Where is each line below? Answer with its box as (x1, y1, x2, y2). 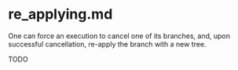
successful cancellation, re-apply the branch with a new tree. (8, 39, 207, 48)
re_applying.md (8, 5, 113, 23)
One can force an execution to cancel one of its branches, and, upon (8, 31, 230, 40)
